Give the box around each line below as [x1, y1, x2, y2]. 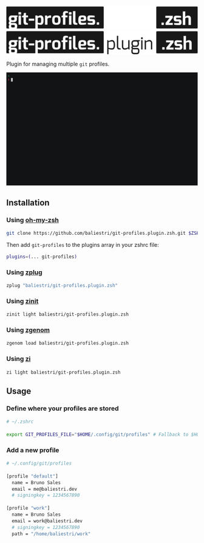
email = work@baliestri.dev [12, 518, 83, 524]
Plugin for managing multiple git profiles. [6, 60, 110, 67]
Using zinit [6, 297, 39, 305]
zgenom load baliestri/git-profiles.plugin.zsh [6, 340, 129, 346]
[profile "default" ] [6, 473, 59, 479]
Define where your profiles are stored [6, 404, 120, 413]
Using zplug [6, 268, 42, 276]
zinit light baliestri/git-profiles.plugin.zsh [6, 311, 129, 318]
